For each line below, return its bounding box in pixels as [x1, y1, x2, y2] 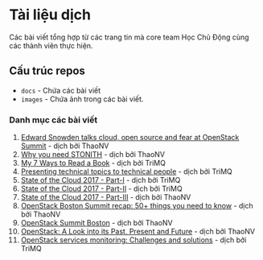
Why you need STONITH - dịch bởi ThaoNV [20, 150, 166, 159]
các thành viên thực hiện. [9, 40, 93, 50]
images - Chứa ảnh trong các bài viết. [20, 94, 144, 104]
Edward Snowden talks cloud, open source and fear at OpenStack [20, 133, 240, 142]
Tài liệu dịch [9, 6, 92, 24]
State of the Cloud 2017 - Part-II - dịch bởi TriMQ [20, 184, 183, 194]
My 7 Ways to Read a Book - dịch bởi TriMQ [20, 159, 166, 168]
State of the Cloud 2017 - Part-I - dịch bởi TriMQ [20, 175, 181, 185]
